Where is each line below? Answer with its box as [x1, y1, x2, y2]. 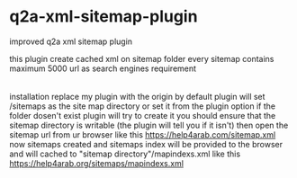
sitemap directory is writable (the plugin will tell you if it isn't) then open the [9, 120, 289, 130]
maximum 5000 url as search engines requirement [9, 63, 196, 74]
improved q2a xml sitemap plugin [9, 36, 133, 47]
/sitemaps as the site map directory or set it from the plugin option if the [9, 101, 276, 111]
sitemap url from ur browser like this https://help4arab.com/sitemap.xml [9, 129, 276, 140]
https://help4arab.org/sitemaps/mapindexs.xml [9, 157, 184, 168]
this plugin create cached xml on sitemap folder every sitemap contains [9, 53, 274, 64]
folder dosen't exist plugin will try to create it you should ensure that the [9, 110, 276, 120]
